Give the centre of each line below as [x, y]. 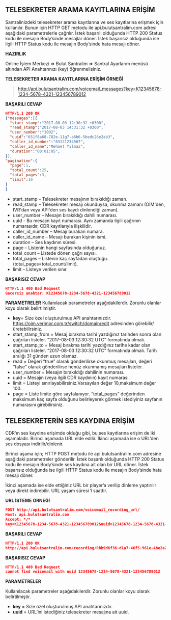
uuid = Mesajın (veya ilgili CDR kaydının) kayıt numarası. [71, 378]
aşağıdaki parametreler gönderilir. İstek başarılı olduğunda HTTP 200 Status [85, 459]
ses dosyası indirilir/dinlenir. [34, 444]
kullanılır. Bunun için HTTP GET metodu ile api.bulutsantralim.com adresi [81, 28]
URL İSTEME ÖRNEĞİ [27, 501]
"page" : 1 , [20, 166]
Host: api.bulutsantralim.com [37, 515]
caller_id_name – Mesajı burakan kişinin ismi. [60, 237]
